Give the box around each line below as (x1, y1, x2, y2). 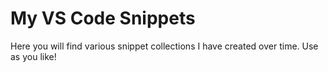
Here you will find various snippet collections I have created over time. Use (10, 40, 319, 52)
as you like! (10, 50, 57, 62)
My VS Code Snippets (10, 7, 196, 30)
